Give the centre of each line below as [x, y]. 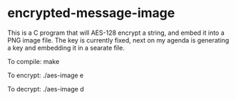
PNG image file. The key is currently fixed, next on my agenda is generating [118, 40]
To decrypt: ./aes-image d [46, 89]
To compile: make [34, 61]
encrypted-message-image [91, 13]
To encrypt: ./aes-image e [46, 75]
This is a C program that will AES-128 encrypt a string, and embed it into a [116, 33]
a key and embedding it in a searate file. [66, 48]
